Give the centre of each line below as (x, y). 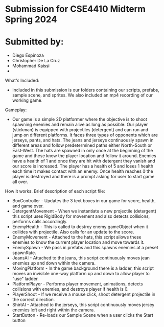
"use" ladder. (25, 279)
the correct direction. (34, 300)
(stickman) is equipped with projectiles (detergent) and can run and (80, 130)
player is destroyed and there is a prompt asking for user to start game (83, 177)
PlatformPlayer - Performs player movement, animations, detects (78, 284)
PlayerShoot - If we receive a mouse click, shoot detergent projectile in (84, 294)
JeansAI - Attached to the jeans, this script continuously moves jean (81, 258)
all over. (20, 182)
